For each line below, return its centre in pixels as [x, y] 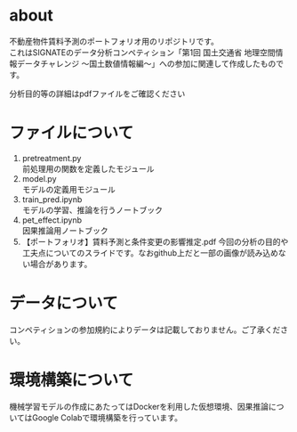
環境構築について [72, 380]
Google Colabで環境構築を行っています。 [107, 417]
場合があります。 [61, 264]
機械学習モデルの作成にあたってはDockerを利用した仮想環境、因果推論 [139, 406]
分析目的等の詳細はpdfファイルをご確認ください [97, 94]
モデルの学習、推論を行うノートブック [92, 209]
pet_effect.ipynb [52, 220]
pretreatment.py [52, 158]
